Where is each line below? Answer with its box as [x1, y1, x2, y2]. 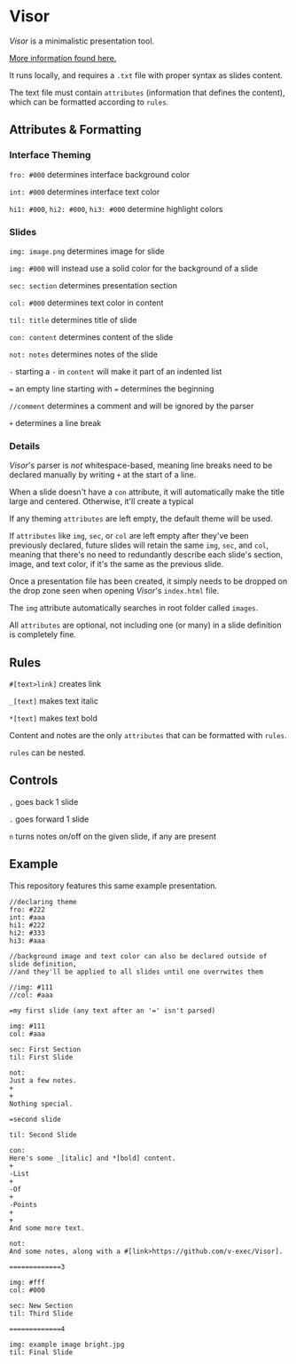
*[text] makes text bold [9, 713, 97, 724]
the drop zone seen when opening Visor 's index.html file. [9, 586, 220, 596]
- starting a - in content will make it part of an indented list [9, 366, 222, 376]
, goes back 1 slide [9, 796, 79, 807]
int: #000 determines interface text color [9, 186, 160, 197]
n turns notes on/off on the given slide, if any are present [9, 831, 217, 841]
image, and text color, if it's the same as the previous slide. [9, 559, 224, 570]
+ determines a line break [9, 417, 102, 428]
